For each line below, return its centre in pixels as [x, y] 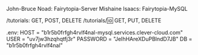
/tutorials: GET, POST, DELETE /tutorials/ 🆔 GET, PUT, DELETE [84, 20]
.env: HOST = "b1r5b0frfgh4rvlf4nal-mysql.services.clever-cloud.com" [95, 32]
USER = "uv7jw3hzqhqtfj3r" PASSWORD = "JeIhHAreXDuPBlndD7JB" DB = [99, 39]
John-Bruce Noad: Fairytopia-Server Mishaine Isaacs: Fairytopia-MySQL [97, 9]
